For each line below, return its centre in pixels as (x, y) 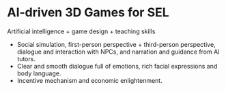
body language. (39, 73)
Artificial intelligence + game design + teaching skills (81, 31)
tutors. (26, 58)
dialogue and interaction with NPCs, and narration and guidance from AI (118, 52)
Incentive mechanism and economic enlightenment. (89, 80)
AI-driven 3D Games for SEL (88, 13)
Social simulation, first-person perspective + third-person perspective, (116, 44)
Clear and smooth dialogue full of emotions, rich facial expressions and (117, 66)
